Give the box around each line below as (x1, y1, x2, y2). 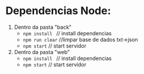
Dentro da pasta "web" (14, 48, 70, 55)
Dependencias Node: (5, 4, 112, 18)
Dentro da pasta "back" (14, 23, 72, 31)
